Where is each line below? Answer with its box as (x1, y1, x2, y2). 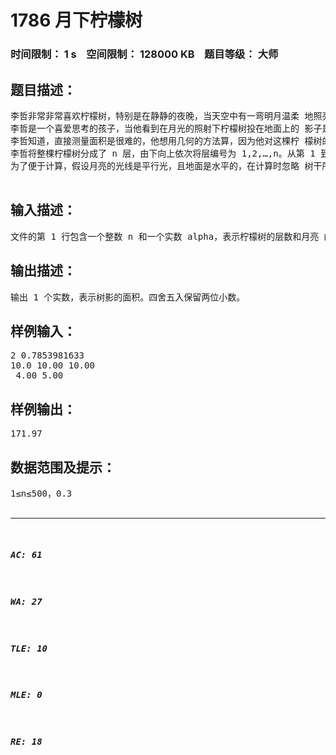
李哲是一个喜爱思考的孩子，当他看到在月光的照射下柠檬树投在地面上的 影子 (10, 122, 323, 134)
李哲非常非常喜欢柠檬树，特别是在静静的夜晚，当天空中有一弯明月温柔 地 (10, 110, 314, 121)
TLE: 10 (10, 642, 48, 654)
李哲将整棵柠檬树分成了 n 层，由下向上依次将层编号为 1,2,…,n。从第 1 (10, 147, 316, 159)
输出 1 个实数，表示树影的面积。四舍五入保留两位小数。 (10, 291, 246, 303)
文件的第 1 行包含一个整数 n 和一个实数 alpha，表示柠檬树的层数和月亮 (10, 231, 320, 242)
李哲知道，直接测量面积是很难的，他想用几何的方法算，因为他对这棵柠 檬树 (10, 135, 323, 146)
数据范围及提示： (10, 459, 116, 476)
